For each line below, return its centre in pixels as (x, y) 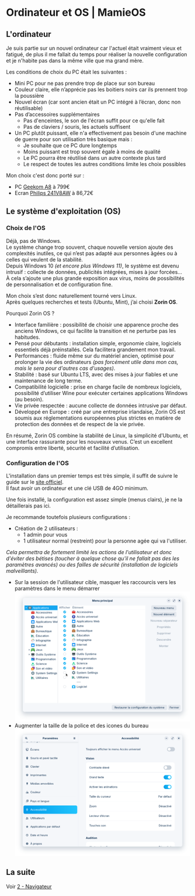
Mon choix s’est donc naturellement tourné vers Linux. (72, 296)
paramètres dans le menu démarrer (57, 588)
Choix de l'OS (26, 228)
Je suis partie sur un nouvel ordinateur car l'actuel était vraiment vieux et (94, 48)
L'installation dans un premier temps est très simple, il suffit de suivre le (92, 476)
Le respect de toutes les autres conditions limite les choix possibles (105, 164)
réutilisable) (29, 108)
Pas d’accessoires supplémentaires (57, 114)
